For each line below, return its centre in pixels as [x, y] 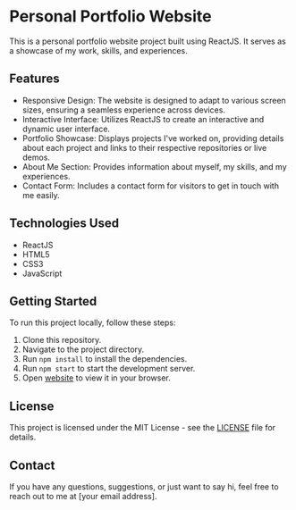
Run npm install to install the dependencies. [105, 359]
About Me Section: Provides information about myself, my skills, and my [155, 166]
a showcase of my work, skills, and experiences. [98, 50]
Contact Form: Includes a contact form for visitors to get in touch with [151, 186]
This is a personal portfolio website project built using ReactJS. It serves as [148, 41]
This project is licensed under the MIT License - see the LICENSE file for [142, 428]
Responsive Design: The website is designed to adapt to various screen [154, 100]
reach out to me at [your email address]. [83, 496]
